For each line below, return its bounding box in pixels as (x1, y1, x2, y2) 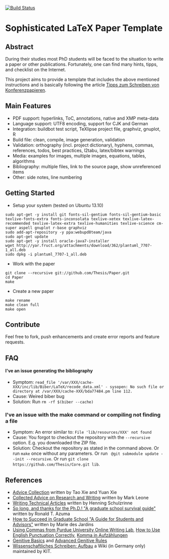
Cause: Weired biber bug (12, 393, 65, 399)
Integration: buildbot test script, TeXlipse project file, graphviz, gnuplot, (12, 126, 160, 132)
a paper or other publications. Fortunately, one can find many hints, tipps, (5, 61, 158, 67)
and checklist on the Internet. (5, 67, 67, 73)
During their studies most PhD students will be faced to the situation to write (5, 56, 164, 62)
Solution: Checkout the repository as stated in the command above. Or (12, 445, 159, 451)
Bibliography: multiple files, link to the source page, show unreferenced (12, 163, 161, 169)
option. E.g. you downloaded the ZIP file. (12, 440, 97, 446)
